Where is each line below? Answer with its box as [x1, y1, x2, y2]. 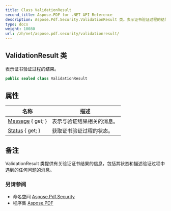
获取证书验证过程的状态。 [51, 127, 113, 134]
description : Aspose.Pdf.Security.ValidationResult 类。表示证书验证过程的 [5, 17, 161, 22]
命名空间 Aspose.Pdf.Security [12, 193, 75, 199]
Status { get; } [8, 127, 41, 134]
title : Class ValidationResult [5, 7, 72, 13]
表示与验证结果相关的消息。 [51, 118, 119, 125]
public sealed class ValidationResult [5, 76, 88, 81]
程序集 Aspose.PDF [12, 200, 53, 206]
